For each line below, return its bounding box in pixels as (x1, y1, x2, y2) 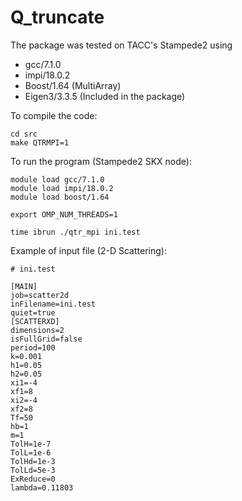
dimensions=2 (10, 325, 65, 335)
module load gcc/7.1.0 (10, 174, 105, 185)
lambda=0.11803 (10, 482, 74, 493)
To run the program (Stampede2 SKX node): (10, 155, 192, 167)
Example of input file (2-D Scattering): (10, 244, 167, 256)
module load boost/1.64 (10, 192, 110, 202)
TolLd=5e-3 (10, 465, 56, 475)
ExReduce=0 (10, 474, 56, 484)
